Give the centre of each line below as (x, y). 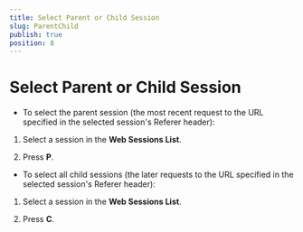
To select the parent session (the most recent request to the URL (143, 113)
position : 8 (32, 43)
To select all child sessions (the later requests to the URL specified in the (158, 175)
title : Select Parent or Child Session (85, 18)
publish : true (36, 34)
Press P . (38, 157)
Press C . (38, 219)
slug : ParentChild (44, 26)
